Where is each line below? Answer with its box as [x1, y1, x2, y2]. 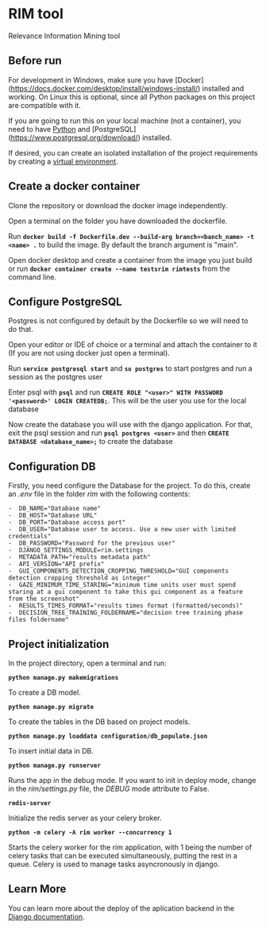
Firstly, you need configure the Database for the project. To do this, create [8, 481, 251, 491]
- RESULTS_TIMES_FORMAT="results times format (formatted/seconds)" [8, 602, 244, 610]
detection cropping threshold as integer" [8, 574, 151, 582]
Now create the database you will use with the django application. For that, [8, 420, 253, 430]
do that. [8, 325, 34, 334]
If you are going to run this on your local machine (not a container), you [8, 116, 241, 125]
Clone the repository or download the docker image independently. [8, 200, 228, 210]
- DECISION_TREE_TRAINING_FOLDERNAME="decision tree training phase [8, 609, 244, 617]
